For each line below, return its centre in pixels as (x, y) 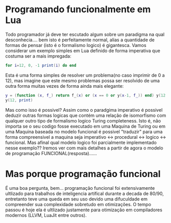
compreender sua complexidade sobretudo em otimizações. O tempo (78, 204)
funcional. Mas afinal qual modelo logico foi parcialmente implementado (81, 142)
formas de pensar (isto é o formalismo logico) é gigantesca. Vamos (76, 45)
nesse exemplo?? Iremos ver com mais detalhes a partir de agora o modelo (84, 148)
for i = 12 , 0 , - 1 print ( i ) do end (41, 65)
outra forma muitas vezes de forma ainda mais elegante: (65, 86)
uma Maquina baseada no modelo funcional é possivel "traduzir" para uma (84, 132)
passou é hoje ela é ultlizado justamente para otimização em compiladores (84, 210)
